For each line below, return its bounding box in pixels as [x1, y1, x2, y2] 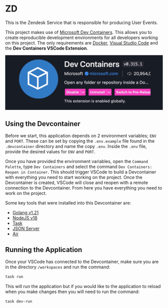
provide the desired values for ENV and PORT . [5, 148, 95, 155]
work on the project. [5, 190, 47, 196]
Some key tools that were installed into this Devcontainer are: [5, 200, 131, 206]
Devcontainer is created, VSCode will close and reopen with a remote [5, 179, 148, 185]
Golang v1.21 [12, 209, 39, 215]
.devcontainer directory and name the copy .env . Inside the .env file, [5, 143, 147, 149]
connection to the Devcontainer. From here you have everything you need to [5, 185, 162, 191]
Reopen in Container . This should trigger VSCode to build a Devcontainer [5, 169, 156, 175]
